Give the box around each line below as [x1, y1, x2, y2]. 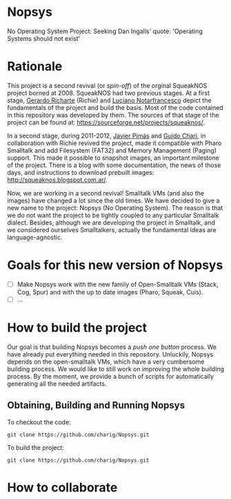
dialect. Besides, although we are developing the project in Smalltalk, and [7, 218, 215, 227]
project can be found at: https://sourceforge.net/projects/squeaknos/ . [7, 118, 205, 126]
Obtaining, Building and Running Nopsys [7, 399, 185, 411]
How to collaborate [7, 480, 118, 495]
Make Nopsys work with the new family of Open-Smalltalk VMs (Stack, [17, 280, 219, 288]
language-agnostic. [7, 233, 63, 241]
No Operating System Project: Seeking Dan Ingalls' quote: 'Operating [7, 27, 203, 35]
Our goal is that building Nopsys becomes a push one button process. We [7, 343, 217, 351]
